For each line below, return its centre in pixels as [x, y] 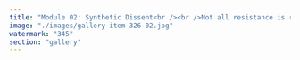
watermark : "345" [42, 34]
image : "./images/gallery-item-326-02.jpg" [92, 26]
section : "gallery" [46, 42]
